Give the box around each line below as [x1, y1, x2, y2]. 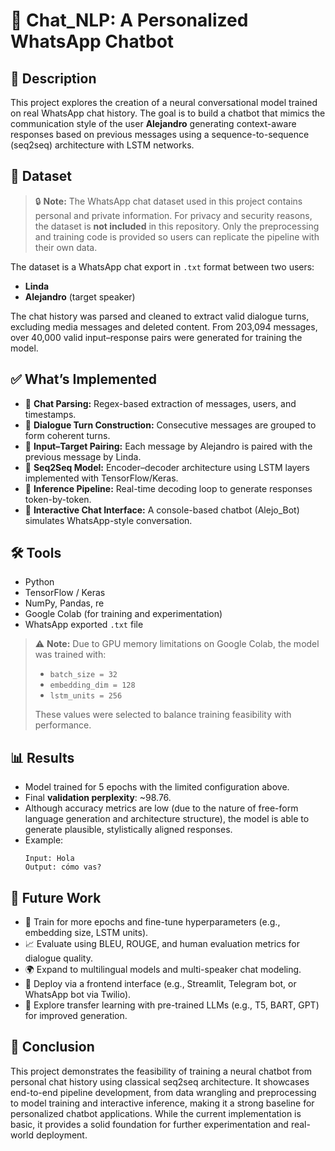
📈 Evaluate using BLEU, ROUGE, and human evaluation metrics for [24, 938, 300, 950]
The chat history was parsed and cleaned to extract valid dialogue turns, [10, 310, 310, 322]
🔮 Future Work [10, 889, 102, 906]
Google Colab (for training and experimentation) [24, 608, 223, 620]
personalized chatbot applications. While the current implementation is [10, 1107, 302, 1119]
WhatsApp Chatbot [10, 30, 175, 53]
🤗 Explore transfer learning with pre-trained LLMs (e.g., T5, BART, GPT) [24, 999, 320, 1011]
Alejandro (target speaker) [24, 290, 136, 303]
